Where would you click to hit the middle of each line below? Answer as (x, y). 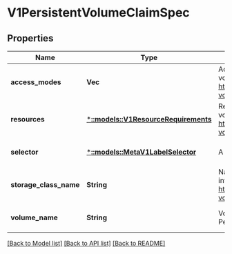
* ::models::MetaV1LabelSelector (141, 152)
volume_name (35, 217)
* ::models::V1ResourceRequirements (149, 119)
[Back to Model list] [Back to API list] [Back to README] (86, 243)
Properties (30, 38)
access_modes (36, 82)
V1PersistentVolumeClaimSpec (98, 13)
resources (28, 119)
